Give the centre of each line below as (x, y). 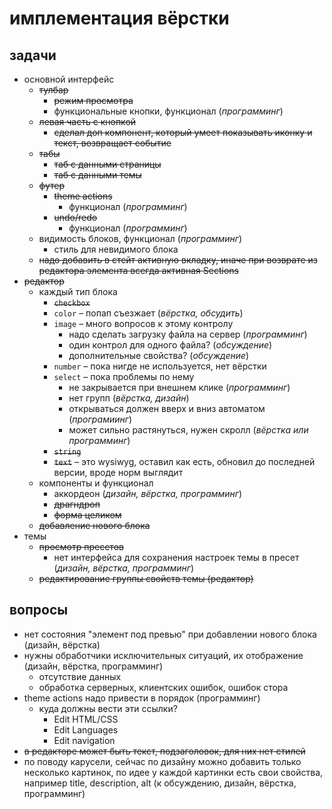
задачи (33, 55)
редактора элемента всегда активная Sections (138, 270)
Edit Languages (86, 729)
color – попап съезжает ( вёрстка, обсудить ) (148, 313)
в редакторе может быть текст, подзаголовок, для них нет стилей (164, 751)
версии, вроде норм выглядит (118, 472)
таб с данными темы (97, 175)
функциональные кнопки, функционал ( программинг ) (168, 111)
